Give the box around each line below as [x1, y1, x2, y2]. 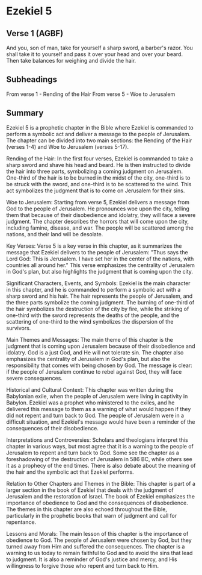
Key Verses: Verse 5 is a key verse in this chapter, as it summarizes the [6, 242, 182, 250]
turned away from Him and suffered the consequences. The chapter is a [6, 542, 185, 550]
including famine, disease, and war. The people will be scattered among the [6, 224, 194, 231]
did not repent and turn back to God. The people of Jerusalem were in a [6, 412, 185, 419]
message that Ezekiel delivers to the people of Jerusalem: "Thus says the [6, 248, 188, 256]
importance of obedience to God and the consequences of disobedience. [6, 499, 188, 506]
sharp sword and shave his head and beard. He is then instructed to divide [6, 161, 191, 168]
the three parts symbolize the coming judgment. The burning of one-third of [6, 298, 195, 306]
